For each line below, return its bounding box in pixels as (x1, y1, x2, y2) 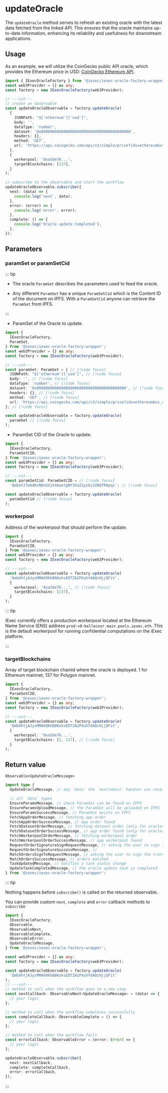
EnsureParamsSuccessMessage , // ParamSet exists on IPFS (9, 810, 131, 815)
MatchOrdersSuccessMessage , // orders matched (9, 857, 108, 862)
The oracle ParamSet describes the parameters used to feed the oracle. (12, 281, 158, 287)
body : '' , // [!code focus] (9, 376, 68, 381)
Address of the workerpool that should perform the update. (5, 524, 127, 530)
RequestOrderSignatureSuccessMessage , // (9, 847, 97, 852)
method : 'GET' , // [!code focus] (9, 395, 79, 400)
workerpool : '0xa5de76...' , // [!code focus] (14, 585, 111, 590)
